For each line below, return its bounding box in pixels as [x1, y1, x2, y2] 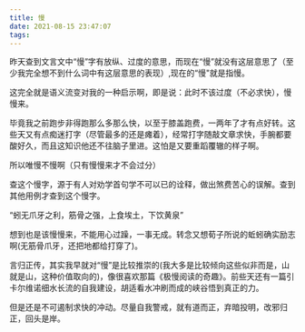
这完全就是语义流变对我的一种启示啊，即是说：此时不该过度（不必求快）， [9, 87, 284, 98]
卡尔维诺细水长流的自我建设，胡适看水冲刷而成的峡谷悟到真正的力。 [9, 283, 264, 294]
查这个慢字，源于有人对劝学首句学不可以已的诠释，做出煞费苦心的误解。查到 [9, 179, 296, 190]
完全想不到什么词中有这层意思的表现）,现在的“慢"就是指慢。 [25, 67, 250, 78]
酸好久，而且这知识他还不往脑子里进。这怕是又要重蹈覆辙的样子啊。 [9, 140, 264, 151]
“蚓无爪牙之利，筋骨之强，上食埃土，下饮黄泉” [9, 210, 184, 221]
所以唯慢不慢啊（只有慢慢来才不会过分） [9, 160, 161, 171]
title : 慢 [9, 13, 45, 23]
